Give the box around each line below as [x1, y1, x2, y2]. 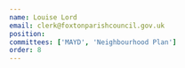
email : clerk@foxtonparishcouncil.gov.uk [9, 21, 165, 30]
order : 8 [9, 46, 42, 55]
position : [9, 29, 46, 38]
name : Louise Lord [9, 12, 77, 22]
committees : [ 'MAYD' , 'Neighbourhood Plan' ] [9, 37, 177, 47]
